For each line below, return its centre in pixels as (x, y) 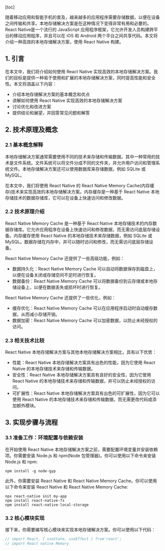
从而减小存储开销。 (40, 314)
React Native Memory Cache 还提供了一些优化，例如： (61, 297)
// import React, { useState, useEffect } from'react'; (63, 539)
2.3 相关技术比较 (25, 340)
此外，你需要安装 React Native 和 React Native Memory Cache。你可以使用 (81, 481)
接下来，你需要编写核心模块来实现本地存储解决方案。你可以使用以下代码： (80, 530)
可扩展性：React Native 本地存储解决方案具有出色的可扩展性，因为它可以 (86, 393)
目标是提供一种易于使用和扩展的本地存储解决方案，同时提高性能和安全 (84, 78)
